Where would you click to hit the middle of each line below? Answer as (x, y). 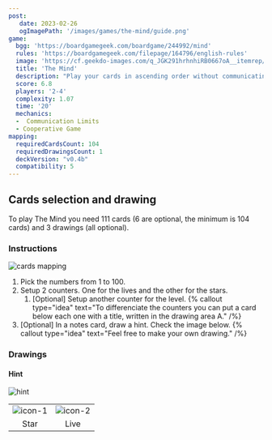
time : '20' (34, 106)
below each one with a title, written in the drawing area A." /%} (137, 316)
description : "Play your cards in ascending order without (117, 76)
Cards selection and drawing (82, 199)
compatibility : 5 (45, 167)
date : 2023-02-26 (49, 23)
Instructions (33, 248)
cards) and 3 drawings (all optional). (69, 227)
